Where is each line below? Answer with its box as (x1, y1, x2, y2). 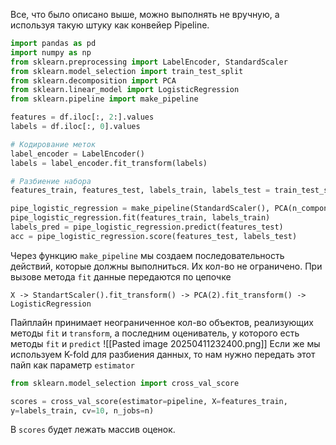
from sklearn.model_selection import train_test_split (10, 66, 244, 76)
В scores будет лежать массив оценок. (10, 424, 176, 436)
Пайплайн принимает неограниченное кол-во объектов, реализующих (10, 316, 314, 328)
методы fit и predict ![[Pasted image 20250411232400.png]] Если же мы (10, 337, 321, 349)
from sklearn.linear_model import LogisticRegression (10, 85, 240, 95)
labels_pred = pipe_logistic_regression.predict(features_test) (10, 222, 284, 232)
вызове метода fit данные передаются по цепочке (10, 270, 232, 283)
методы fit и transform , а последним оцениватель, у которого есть (10, 327, 300, 339)
